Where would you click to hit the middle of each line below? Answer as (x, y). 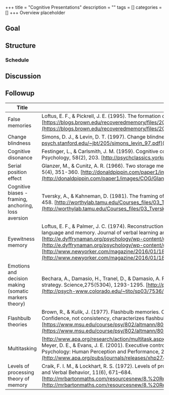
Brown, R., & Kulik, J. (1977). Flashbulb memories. (101, 312)
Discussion (23, 76)
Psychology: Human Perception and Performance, (101, 351)
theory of (19, 378)
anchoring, (21, 205)
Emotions (19, 266)
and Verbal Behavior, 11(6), (74, 372)
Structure (21, 46)
